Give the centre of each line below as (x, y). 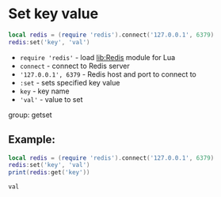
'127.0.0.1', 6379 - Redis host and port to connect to (108, 74)
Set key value (53, 14)
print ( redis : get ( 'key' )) (49, 172)
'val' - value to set (51, 99)
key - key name (44, 91)
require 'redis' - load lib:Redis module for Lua (97, 57)
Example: (32, 140)
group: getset (30, 115)
